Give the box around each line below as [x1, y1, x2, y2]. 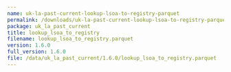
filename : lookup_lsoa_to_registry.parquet [7, 36, 134, 43]
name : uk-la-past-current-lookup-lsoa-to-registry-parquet [7, 10, 180, 17]
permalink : [7, 16, 38, 23]
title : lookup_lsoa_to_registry [7, 29, 100, 36]
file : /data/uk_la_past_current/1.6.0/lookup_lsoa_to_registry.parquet [7, 55, 217, 62]
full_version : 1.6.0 [7, 49, 67, 56]
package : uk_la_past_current [7, 23, 91, 29]
